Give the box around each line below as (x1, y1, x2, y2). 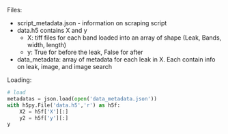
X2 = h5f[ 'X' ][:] (19, 108, 69, 115)
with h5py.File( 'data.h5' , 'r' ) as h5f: (7, 102, 121, 109)
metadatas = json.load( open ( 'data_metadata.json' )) (7, 95, 157, 102)
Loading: (7, 76, 32, 84)
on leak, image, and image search (16, 63, 113, 70)
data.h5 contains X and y (16, 27, 87, 34)
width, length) (27, 41, 67, 49)
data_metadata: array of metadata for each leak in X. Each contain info (16, 55, 216, 64)
